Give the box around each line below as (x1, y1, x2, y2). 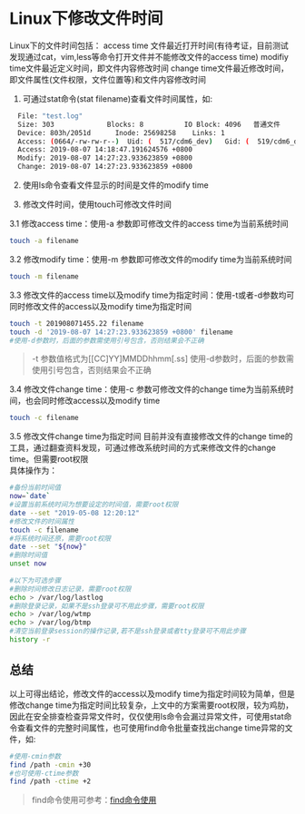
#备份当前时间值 (9, 483, 62, 493)
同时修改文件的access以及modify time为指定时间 (9, 300, 192, 311)
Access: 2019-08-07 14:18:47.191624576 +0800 (17, 145, 193, 154)
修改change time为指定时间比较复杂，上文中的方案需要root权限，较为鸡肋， (9, 700, 293, 711)
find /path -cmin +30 (9, 760, 92, 770)
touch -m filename (9, 271, 79, 281)
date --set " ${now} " (9, 542, 88, 552)
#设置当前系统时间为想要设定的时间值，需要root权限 (9, 500, 179, 509)
